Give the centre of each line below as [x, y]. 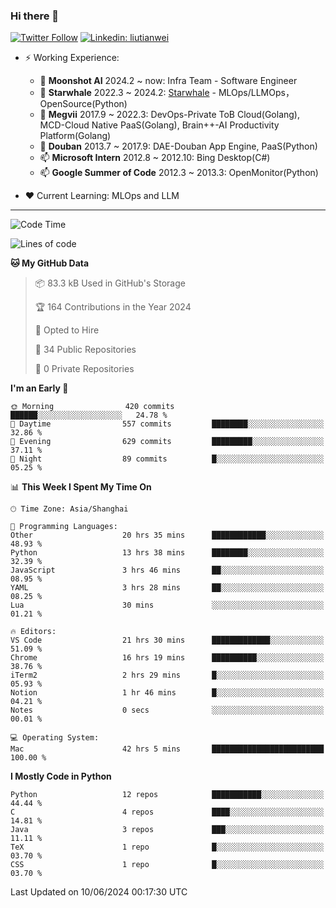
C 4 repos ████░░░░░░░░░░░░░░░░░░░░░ [167, 812]
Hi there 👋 [35, 16]
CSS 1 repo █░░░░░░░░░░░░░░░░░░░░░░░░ [167, 865]
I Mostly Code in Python [61, 776]
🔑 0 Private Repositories [84, 369]
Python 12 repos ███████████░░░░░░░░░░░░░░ [167, 795]
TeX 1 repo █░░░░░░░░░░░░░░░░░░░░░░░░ [167, 847]
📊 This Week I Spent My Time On [81, 487]
